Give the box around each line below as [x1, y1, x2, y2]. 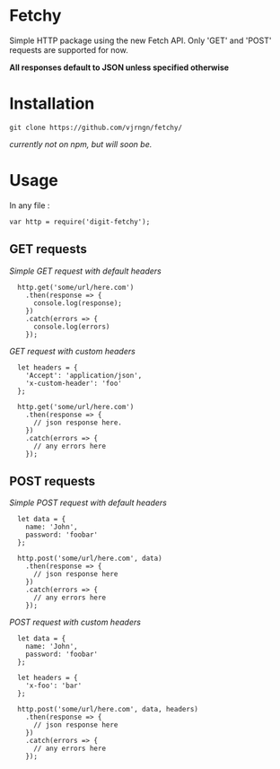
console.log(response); [32, 298, 123, 308]
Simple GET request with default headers [9, 266, 162, 276]
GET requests [9, 241, 87, 257]
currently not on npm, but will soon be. [9, 138, 153, 149]
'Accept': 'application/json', [25, 371, 143, 380]
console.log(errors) [32, 322, 110, 331]
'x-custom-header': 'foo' [25, 379, 123, 388]
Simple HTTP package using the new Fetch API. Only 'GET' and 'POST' [9, 35, 272, 46]
